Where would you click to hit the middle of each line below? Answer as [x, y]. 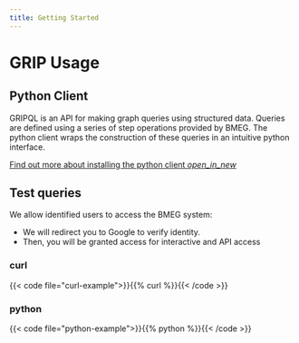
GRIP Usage [54, 62]
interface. [27, 147]
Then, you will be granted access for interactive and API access [141, 242]
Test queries [45, 193]
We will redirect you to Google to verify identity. [111, 232]
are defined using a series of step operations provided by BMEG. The [139, 127]
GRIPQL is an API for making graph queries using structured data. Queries [147, 118]
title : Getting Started [54, 18]
